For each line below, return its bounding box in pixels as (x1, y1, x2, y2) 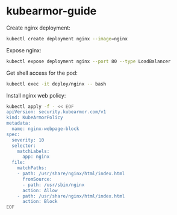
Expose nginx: (6, 46, 42, 54)
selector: (11, 143, 36, 149)
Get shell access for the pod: (6, 69, 78, 76)
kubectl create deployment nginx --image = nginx (6, 36, 128, 42)
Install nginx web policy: (6, 92, 66, 99)
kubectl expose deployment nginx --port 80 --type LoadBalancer (6, 58, 171, 64)
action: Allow (22, 187, 58, 193)
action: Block (22, 199, 58, 205)
